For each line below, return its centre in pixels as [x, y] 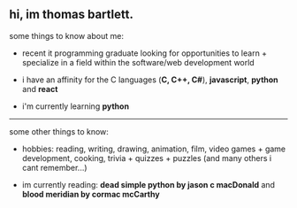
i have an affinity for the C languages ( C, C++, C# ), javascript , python [150, 80]
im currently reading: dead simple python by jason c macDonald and [148, 184]
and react [40, 89]
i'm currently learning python [76, 106]
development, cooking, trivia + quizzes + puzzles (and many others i [147, 158]
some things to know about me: [66, 35]
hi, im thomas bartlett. [72, 15]
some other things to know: [59, 131]
